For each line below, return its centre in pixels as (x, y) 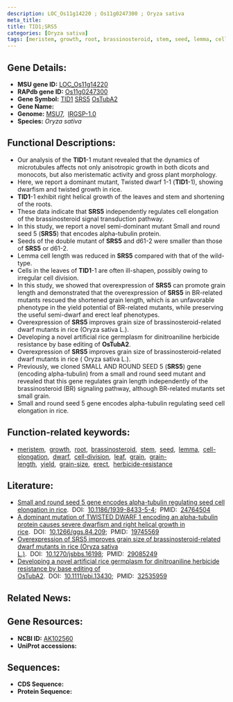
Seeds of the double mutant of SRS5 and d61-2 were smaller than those (120, 241)
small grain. (34, 396)
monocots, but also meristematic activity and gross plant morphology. (117, 174)
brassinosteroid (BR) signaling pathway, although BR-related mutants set (121, 388)
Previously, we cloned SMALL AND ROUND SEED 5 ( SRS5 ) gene (109, 366)
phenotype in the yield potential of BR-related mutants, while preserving (120, 307)
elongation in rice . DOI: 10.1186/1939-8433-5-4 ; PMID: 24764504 (114, 510)
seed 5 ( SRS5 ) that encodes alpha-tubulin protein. (89, 233)
